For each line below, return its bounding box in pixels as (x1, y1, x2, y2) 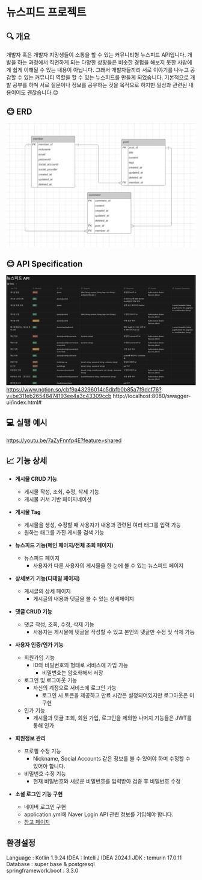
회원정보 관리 (14, 735, 46, 742)
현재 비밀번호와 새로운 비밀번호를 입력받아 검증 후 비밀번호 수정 (32, 777, 181, 785)
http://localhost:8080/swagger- (112, 392, 191, 399)
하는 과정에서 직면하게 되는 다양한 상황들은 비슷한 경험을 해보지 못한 (17, 59, 176, 66)
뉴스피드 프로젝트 (6, 5, 87, 19)
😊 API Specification (6, 259, 83, 269)
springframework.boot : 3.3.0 (6, 867, 79, 875)
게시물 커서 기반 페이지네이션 (23, 496, 92, 503)
